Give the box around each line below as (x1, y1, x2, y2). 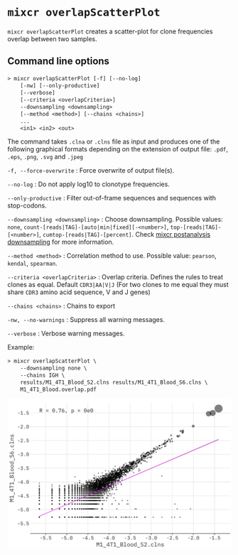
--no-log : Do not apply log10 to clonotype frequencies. (7, 180, 171, 188)
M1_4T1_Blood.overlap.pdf (20, 386, 97, 393)
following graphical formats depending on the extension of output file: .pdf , (7, 144, 229, 153)
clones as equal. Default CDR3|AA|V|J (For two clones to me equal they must (7, 280, 229, 289)
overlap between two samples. (7, 34, 97, 43)
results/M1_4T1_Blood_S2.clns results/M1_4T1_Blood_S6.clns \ (20, 379, 208, 386)
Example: (7, 343, 35, 351)
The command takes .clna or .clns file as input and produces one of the (7, 137, 220, 146)
